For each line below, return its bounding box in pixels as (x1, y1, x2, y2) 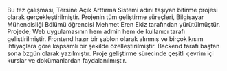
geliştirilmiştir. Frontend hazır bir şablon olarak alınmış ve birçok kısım (7, 35, 204, 43)
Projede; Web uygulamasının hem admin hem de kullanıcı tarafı (7, 27, 186, 35)
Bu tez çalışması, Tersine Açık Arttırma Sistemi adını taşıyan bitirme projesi (7, 6, 218, 14)
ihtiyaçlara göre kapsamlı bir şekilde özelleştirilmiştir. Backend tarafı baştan (7, 42, 220, 50)
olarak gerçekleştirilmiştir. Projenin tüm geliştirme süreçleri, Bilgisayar (7, 13, 204, 21)
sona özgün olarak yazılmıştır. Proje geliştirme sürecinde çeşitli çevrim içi (7, 49, 215, 57)
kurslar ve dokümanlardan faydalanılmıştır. (7, 57, 127, 64)
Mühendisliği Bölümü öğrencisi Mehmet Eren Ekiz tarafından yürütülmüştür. (7, 20, 221, 28)
